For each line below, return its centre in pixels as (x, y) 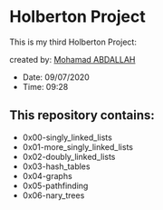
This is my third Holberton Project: (73, 42)
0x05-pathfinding (55, 185)
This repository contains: (82, 115)
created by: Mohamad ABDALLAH (72, 59)
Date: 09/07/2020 (56, 77)
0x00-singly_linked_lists (67, 137)
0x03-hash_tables (56, 166)
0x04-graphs (47, 175)
